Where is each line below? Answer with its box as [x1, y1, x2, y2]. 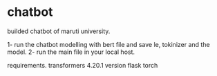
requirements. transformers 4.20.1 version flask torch [7, 61, 158, 69]
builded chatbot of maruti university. [7, 27, 111, 35]
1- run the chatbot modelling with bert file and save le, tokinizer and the [7, 40, 210, 48]
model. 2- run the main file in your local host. [7, 48, 135, 56]
